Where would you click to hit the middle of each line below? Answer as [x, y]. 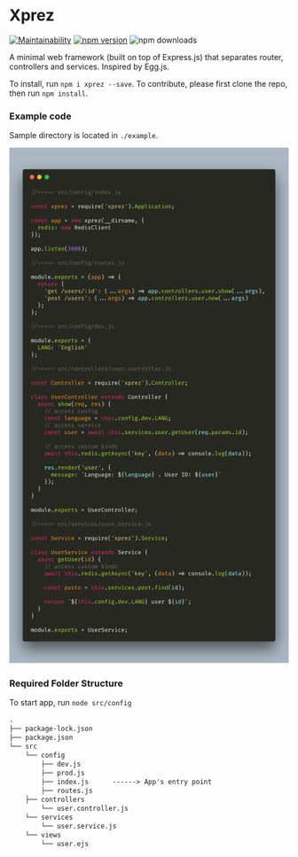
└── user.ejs [65, 844]
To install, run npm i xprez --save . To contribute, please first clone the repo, [149, 83]
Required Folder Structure [66, 683]
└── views [43, 835]
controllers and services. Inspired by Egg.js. [90, 66]
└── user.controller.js [85, 809]
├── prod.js [63, 773]
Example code [40, 116]
